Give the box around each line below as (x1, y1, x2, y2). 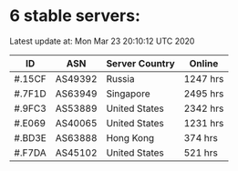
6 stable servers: (9, 5, 141, 26)
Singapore (106, 87, 150, 100)
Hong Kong (106, 131, 155, 144)
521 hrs (183, 146, 219, 159)
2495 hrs (183, 87, 224, 100)
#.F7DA (14, 146, 47, 159)
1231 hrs (183, 116, 224, 129)
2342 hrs (183, 102, 224, 115)
